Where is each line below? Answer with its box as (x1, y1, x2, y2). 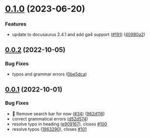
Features (5, 21, 27, 28)
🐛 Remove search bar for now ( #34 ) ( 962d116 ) (12, 110, 105, 117)
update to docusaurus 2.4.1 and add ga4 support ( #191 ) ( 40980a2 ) (12, 31, 146, 37)
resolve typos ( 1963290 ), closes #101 (12, 126, 87, 132)
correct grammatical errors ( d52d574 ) (12, 116, 88, 122)
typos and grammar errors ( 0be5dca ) (12, 71, 87, 77)
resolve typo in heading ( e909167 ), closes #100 (12, 121, 107, 127)
